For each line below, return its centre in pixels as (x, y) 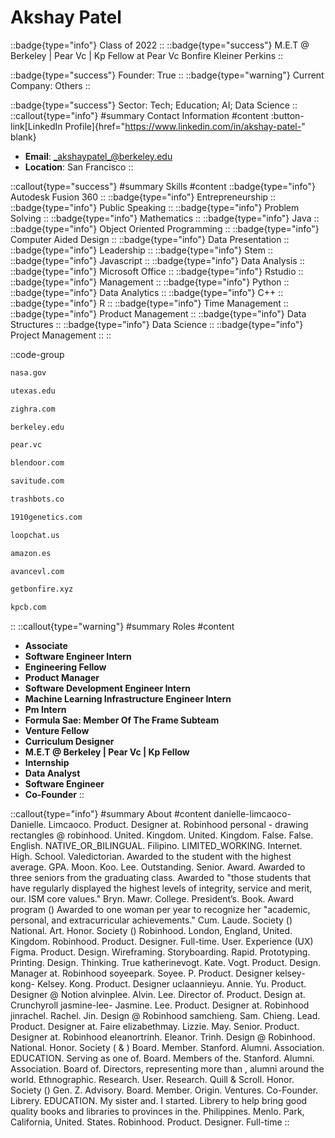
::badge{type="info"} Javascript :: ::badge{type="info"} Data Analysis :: (157, 260)
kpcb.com (28, 607)
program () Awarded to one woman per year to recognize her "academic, (160, 910)
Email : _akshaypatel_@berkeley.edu (98, 156)
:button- (287, 115)
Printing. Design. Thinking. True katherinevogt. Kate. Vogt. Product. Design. (166, 963)
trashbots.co (37, 499)
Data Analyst (52, 773)
